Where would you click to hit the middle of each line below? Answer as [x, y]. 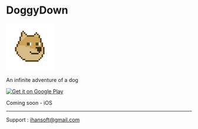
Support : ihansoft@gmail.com [43, 120]
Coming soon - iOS [29, 102]
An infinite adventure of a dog [42, 80]
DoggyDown [37, 10]
